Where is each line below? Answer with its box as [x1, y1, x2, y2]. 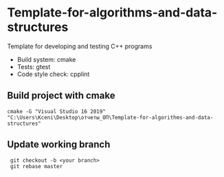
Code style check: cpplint [16, 70, 90, 78]
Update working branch [7, 139, 111, 150]
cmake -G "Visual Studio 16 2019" [7, 108, 107, 115]
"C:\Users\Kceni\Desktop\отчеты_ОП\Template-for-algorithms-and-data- [7, 114, 214, 121]
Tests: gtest [16, 62, 51, 71]
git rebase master [10, 163, 63, 169]
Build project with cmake [7, 90, 115, 102]
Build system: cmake [16, 55, 76, 63]
